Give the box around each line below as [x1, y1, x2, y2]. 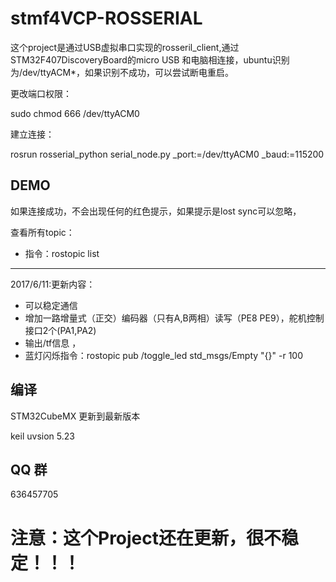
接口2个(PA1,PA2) [24, 324, 97, 336]
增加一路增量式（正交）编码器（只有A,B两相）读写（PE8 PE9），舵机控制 [24, 312, 325, 324]
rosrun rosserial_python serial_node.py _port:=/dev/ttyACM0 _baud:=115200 [10, 148, 325, 160]
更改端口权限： [10, 87, 72, 99]
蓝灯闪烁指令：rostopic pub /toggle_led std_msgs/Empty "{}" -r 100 [24, 349, 304, 361]
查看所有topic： [10, 226, 75, 238]
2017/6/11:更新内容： [10, 278, 96, 290]
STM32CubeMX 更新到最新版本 [10, 410, 141, 422]
